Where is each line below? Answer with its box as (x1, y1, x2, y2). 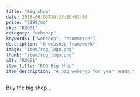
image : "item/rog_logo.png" (6, 47, 75, 53)
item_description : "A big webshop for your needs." (6, 68, 135, 74)
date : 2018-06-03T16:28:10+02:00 (6, 14, 88, 20)
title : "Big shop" (6, 8, 51, 15)
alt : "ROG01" (6, 57, 38, 63)
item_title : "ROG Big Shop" (6, 63, 75, 69)
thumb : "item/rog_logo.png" (6, 52, 75, 58)
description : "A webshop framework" (6, 41, 95, 47)
